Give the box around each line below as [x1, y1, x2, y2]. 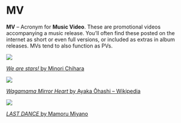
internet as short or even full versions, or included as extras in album [6, 36, 175, 43]
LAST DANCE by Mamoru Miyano [6, 110, 88, 117]
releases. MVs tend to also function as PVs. [6, 42, 113, 49]
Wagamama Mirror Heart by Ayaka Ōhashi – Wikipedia [6, 87, 141, 94]
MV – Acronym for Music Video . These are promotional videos [6, 23, 161, 30]
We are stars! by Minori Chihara [6, 65, 85, 72]
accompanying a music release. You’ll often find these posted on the [6, 29, 175, 36]
